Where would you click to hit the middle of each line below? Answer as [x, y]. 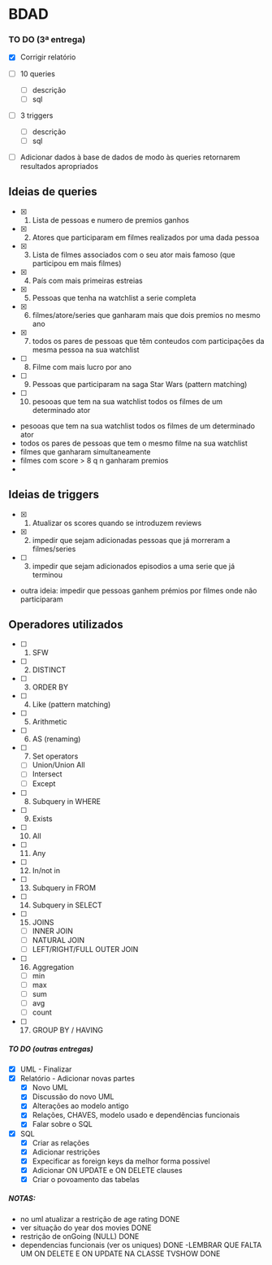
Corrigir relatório [48, 57]
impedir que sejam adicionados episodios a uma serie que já [134, 566]
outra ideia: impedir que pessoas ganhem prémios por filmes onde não [138, 590]
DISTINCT [49, 670]
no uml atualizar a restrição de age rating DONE [100, 1219]
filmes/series [54, 549]
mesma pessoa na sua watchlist [86, 350]
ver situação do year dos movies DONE [86, 1228]
